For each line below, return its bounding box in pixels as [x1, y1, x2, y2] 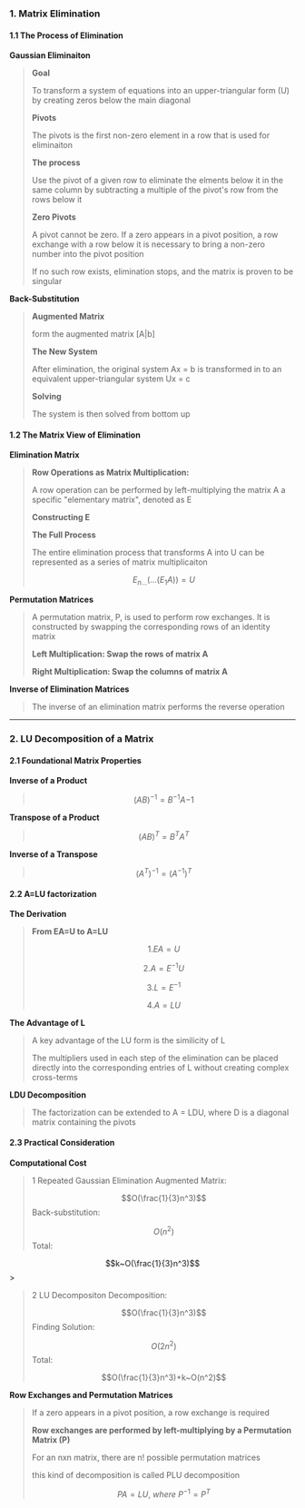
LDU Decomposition [9, 1089, 86, 1100]
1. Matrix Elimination [9, 7, 101, 20]
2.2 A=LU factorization [9, 888, 97, 899]
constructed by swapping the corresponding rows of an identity [31, 621, 271, 633]
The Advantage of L [9, 1017, 86, 1028]
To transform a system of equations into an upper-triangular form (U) [31, 85, 290, 96]
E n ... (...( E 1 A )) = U [132, 575, 195, 587]
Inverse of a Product [9, 775, 88, 786]
